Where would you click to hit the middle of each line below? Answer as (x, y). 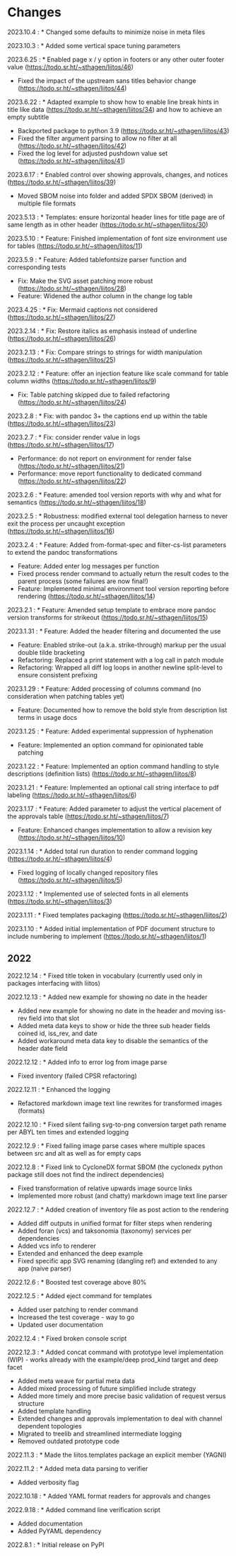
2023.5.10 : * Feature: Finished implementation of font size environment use (117, 238)
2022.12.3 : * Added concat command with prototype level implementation (116, 1352)
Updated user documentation (60, 1324)
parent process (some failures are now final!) (83, 581)
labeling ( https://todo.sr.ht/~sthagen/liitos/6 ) (72, 795)
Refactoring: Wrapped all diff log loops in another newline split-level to (120, 667)
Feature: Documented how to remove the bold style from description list (122, 710)
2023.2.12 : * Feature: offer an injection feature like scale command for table (118, 373)
